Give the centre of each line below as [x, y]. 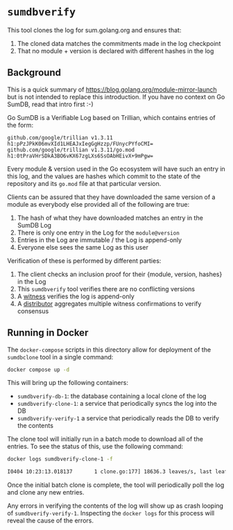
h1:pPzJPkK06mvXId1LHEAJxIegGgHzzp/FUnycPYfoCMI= [80, 144]
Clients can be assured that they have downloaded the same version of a [111, 197]
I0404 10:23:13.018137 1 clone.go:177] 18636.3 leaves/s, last [110, 472]
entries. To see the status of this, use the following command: [95, 447]
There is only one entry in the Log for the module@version [98, 232]
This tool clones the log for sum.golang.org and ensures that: [94, 30]
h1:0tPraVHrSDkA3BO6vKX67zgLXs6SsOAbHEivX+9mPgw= [80, 156]
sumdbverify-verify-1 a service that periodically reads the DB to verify [118, 418]
